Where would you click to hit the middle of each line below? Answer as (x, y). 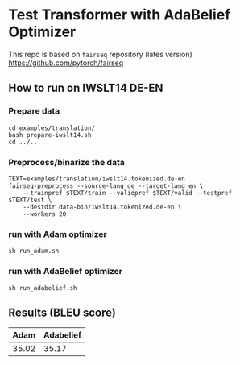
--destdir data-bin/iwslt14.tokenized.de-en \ (102, 207)
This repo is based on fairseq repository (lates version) (101, 54)
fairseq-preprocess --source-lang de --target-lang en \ (106, 186)
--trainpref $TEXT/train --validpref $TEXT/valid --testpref (127, 193)
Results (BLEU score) (62, 312)
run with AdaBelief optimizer (66, 272)
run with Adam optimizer (58, 234)
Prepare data (34, 111)
